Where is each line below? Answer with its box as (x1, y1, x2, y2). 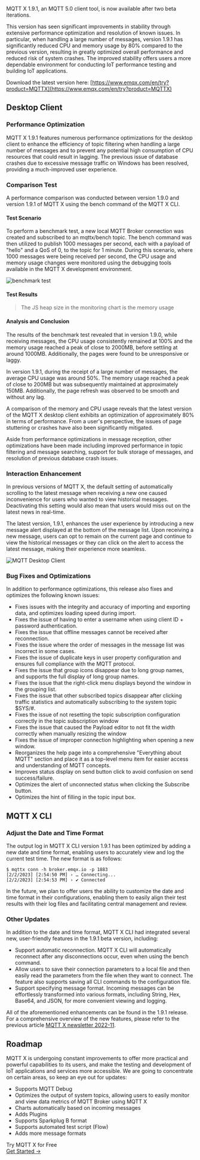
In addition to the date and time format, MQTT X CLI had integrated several (6, 928, 190, 936)
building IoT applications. (6, 67, 68, 74)
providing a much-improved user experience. (6, 165, 118, 173)
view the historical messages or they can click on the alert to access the (6, 539, 184, 546)
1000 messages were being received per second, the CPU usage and (6, 253, 177, 260)
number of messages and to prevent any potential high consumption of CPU (6, 146, 193, 154)
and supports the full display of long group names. (14, 673, 139, 680)
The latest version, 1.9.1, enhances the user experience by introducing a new (6, 519, 194, 527)
